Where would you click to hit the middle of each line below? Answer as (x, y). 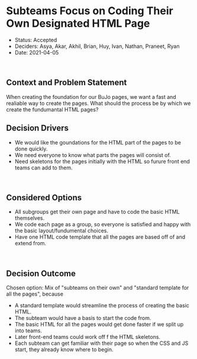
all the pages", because (35, 294)
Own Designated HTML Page (78, 23)
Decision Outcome (41, 273)
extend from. (30, 243)
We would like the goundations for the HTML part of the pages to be (98, 142)
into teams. (28, 331)
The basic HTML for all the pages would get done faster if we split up (99, 325)
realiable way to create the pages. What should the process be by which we (98, 103)
